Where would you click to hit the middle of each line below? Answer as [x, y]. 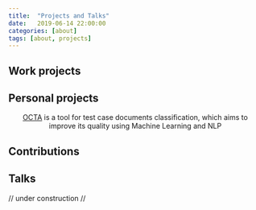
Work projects [45, 70]
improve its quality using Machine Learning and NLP [135, 126]
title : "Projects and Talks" [59, 16]
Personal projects [54, 99]
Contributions [44, 151]
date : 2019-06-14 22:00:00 [57, 23]
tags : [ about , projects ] [50, 38]
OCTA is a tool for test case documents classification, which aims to [135, 117]
